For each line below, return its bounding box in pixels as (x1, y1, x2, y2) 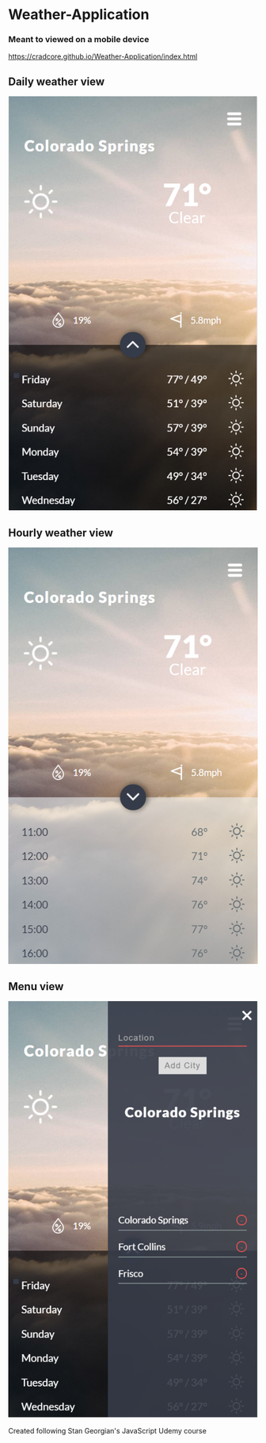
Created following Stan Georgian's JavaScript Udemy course (8, 1426, 207, 1435)
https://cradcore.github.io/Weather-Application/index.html (8, 52, 198, 61)
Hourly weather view (8, 526, 113, 539)
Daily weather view (8, 75, 105, 88)
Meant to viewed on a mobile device (8, 34, 150, 45)
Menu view (8, 980, 64, 993)
